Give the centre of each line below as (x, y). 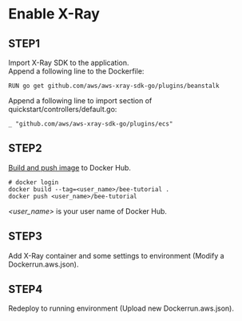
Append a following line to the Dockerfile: (76, 71)
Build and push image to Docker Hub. (70, 167)
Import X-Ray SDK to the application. (69, 62)
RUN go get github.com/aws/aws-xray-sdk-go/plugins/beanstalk (114, 86)
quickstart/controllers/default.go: (63, 109)
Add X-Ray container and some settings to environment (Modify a (117, 255)
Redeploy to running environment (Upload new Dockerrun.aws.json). (121, 308)
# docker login (34, 182)
